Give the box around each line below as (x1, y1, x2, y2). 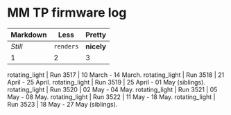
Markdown (10, 30, 47, 39)
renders (53, 42, 79, 50)
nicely (85, 42, 106, 51)
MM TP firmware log (7, 5, 127, 21)
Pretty (85, 30, 106, 39)
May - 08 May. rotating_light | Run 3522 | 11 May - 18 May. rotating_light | (7, 92, 216, 101)
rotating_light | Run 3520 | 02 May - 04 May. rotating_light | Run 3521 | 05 (7, 85, 218, 94)
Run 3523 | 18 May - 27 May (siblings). (7, 100, 118, 108)
